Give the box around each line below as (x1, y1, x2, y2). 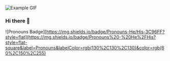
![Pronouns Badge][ (5, 29, 47, 35)
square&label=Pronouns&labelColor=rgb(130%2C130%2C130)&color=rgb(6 (5, 45, 164, 51)
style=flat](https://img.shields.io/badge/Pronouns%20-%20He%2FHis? (5, 34, 156, 40)
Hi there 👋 (5, 17, 31, 24)
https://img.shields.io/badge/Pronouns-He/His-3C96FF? (46, 29, 165, 35)
